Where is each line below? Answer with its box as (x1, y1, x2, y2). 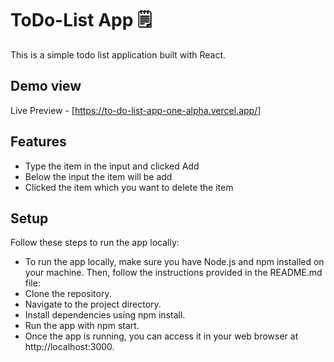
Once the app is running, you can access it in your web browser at (24, 330, 299, 342)
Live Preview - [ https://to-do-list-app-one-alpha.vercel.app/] (10, 104, 262, 116)
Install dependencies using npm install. (24, 309, 186, 321)
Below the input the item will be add (24, 170, 173, 182)
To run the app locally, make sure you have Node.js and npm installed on (24, 256, 325, 268)
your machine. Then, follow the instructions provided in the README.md (24, 267, 323, 279)
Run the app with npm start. (24, 320, 140, 332)
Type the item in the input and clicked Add (24, 160, 200, 172)
